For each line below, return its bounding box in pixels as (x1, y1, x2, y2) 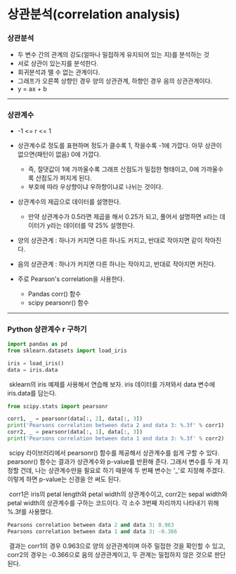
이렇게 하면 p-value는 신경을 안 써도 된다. (7, 475, 122, 483)
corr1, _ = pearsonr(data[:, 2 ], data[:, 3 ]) (7, 415, 143, 422)
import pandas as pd (7, 341, 68, 348)
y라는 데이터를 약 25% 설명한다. (46, 221, 136, 229)
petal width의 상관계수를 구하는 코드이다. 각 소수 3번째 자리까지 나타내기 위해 (7, 498, 219, 507)
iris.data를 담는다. (7, 389, 58, 397)
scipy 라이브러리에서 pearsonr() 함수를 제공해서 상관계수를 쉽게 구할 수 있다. (8, 448, 220, 457)
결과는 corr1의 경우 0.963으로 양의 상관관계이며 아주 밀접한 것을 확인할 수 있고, (8, 542, 226, 550)
